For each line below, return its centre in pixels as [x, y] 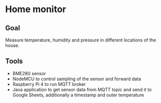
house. [12, 45]
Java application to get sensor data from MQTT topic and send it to [82, 89]
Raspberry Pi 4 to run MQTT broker [49, 84]
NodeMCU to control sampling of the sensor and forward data [77, 79]
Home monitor [36, 9]
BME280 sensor [29, 73]
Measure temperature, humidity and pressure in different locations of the [81, 40]
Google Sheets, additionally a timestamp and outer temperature [78, 95]
